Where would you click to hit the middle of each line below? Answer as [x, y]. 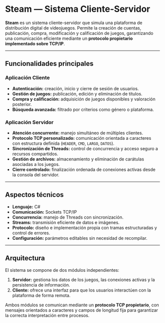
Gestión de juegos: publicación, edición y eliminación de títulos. [77, 94]
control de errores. [31, 233]
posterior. [22, 104]
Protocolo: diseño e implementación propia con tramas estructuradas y [84, 227]
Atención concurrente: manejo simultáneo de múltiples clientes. [78, 133]
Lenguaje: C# [26, 207]
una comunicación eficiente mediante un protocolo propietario [69, 38]
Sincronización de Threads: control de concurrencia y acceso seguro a [85, 148]
